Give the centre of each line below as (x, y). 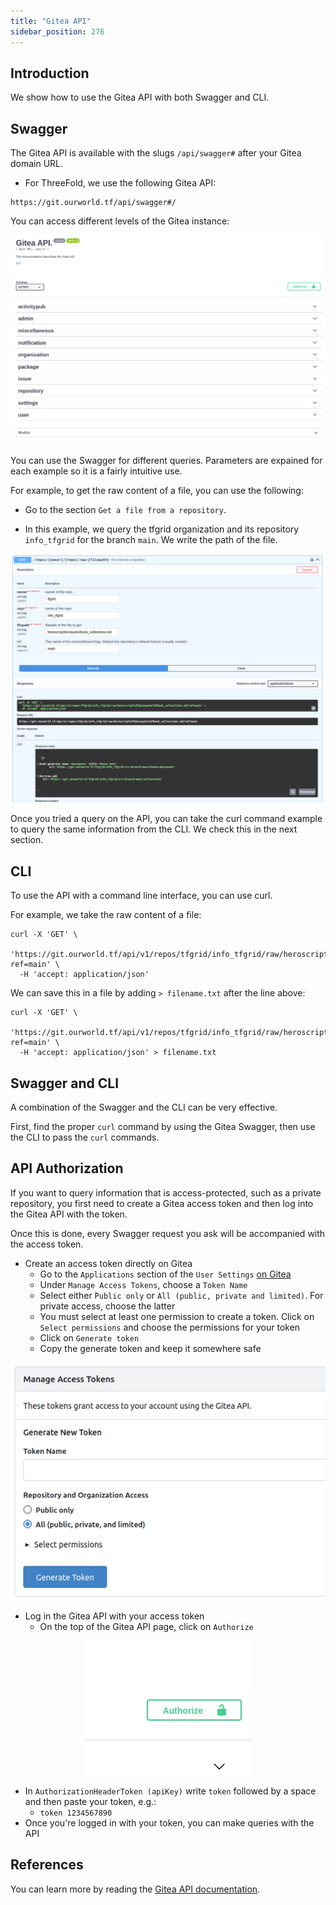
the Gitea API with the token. (69, 1214)
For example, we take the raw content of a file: (106, 915)
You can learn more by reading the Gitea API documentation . (135, 1889)
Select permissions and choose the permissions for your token (170, 1327)
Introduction (50, 73)
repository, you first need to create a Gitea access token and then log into (162, 1203)
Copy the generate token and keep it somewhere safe (150, 1348)
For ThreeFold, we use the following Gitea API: (120, 183)
